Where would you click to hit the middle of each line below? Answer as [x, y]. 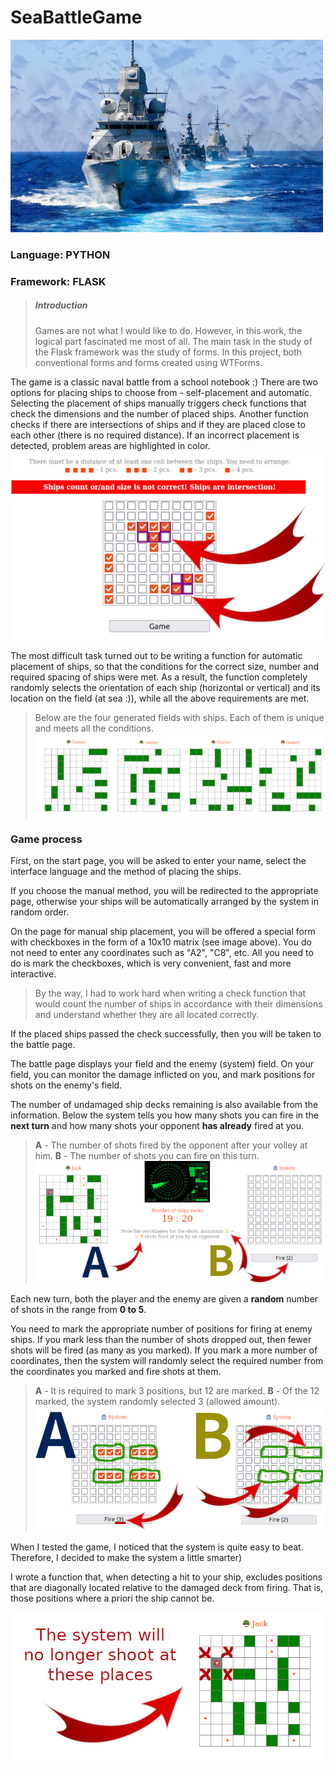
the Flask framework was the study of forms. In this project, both [168, 352]
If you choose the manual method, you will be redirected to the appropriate [164, 891]
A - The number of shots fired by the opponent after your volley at [171, 1145]
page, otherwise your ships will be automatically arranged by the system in [165, 902]
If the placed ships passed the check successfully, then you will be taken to [166, 1034]
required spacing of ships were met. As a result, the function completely [159, 677]
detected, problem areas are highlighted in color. [110, 445]
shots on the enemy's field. [66, 1085]
